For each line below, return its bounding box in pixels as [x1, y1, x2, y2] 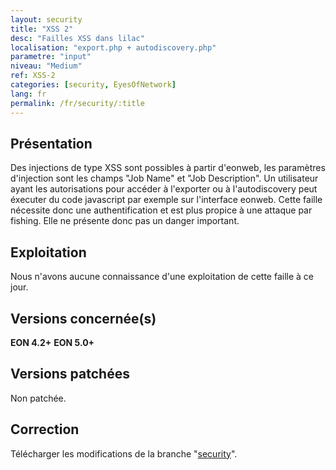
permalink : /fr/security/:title [10, 98, 145, 108]
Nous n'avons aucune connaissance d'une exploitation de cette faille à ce [10, 271, 314, 283]
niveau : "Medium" [10, 61, 83, 71]
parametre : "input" [10, 52, 92, 62]
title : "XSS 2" [10, 24, 74, 34]
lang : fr [10, 89, 47, 99]
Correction [10, 421, 80, 438]
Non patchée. [10, 392, 67, 404]
